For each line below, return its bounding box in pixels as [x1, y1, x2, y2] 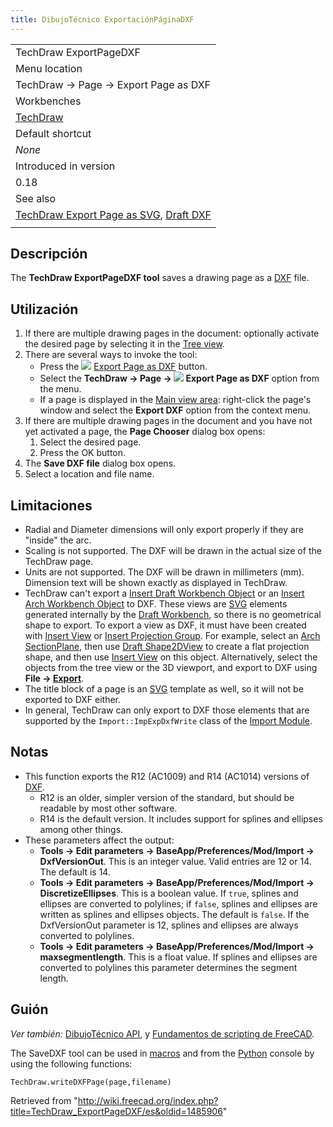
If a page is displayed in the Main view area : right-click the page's [39, 394, 312, 406]
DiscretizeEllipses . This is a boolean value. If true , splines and [39, 887, 299, 899]
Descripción [10, 246, 88, 263]
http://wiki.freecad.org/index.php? [77, 1094, 219, 1106]
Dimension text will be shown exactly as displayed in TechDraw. [24, 577, 288, 589]
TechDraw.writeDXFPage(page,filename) [10, 1077, 172, 1087]
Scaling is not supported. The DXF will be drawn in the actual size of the [24, 545, 322, 557]
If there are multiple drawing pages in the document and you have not [24, 415, 313, 427]
